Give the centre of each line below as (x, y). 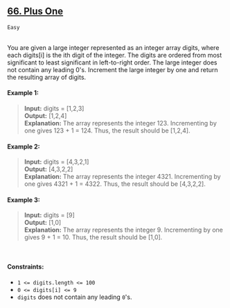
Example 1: (23, 93)
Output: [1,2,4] (45, 116)
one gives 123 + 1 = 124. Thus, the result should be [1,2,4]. (107, 130)
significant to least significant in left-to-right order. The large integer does (112, 62)
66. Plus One (35, 11)
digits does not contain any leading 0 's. (74, 297)
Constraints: (26, 267)
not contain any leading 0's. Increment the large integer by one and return (113, 69)
